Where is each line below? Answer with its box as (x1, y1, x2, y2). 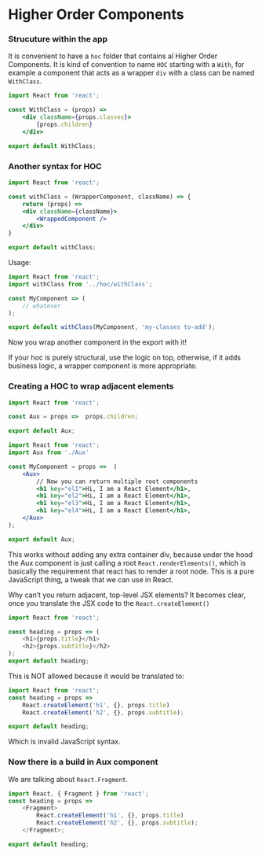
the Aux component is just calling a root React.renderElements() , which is (8, 558, 246, 567)
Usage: (8, 258, 31, 267)
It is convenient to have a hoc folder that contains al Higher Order (8, 51, 218, 61)
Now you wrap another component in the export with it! (8, 338, 187, 347)
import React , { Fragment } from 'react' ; (8, 789, 149, 798)
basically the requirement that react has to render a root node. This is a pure (8, 566, 255, 576)
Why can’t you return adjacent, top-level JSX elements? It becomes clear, (8, 590, 246, 600)
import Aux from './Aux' (8, 448, 89, 457)
